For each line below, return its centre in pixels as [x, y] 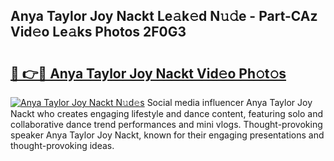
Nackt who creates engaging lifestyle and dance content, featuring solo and [166, 113]
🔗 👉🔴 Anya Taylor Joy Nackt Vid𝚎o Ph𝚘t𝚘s [148, 73]
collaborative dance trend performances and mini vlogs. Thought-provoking [166, 124]
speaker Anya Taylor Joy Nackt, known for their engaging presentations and [167, 135]
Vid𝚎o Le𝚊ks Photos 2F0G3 [98, 32]
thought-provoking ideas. [62, 145]
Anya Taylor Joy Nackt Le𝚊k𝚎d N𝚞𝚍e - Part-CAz [164, 16]
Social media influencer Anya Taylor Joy [229, 102]
